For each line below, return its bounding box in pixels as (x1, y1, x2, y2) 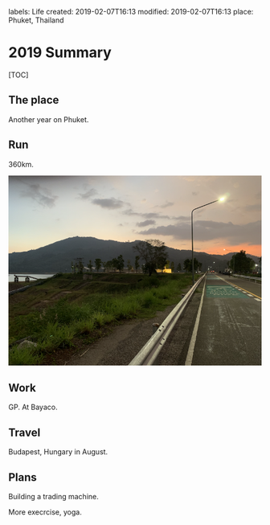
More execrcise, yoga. (8, 507, 82, 517)
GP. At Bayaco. (8, 402, 58, 412)
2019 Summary (8, 43, 112, 62)
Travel (8, 425, 41, 439)
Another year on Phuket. (8, 114, 89, 124)
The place (8, 93, 59, 107)
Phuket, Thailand (8, 15, 64, 25)
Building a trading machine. (8, 492, 99, 501)
